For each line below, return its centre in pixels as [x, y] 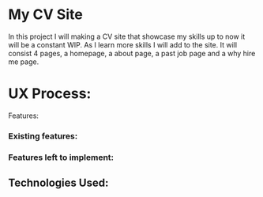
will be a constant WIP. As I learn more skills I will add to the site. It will [123, 44]
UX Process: [50, 94]
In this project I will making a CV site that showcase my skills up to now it [127, 36]
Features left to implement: [61, 157]
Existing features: [43, 136]
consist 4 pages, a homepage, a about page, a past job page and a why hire [132, 53]
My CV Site [45, 15]
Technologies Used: [58, 183]
